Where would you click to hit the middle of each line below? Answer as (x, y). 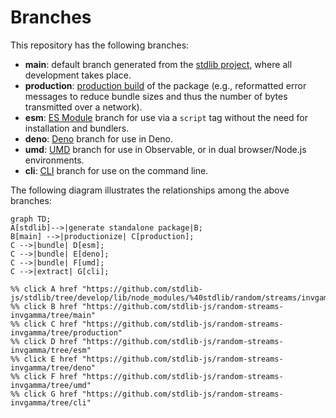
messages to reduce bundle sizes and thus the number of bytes (156, 96)
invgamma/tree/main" (53, 315)
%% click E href (44, 359)
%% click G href (44, 394)
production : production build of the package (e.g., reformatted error (165, 85)
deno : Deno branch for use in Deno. (99, 138)
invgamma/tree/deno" (53, 367)
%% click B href (44, 306)
